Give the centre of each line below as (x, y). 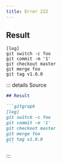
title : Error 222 (27, 11)
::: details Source (26, 85)
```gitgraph (20, 107)
